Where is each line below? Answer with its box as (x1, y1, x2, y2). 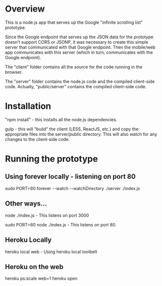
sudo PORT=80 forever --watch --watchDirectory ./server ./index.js (5, 185, 140, 191)
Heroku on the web (5, 263, 64, 271)
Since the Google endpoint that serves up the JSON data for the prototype (5, 34, 154, 40)
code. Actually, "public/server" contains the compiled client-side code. (5, 83, 147, 89)
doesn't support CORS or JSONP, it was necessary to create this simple (5, 39, 149, 45)
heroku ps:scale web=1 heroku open (5, 275, 78, 282)
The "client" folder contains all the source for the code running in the (5, 64, 143, 70)
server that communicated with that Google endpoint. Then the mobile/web (5, 44, 156, 50)
